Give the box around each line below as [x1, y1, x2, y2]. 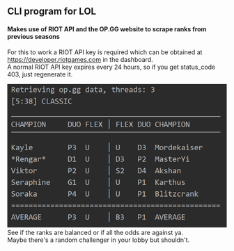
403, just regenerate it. [7, 70, 73, 79]
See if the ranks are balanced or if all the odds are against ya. [7, 229, 183, 237]
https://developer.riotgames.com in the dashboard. [7, 55, 153, 63]
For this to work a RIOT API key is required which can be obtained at [7, 48, 203, 56]
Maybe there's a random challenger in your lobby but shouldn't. [7, 236, 190, 244]
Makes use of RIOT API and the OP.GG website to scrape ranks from [7, 24, 207, 33]
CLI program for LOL [7, 6, 96, 17]
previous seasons [7, 32, 61, 40]
